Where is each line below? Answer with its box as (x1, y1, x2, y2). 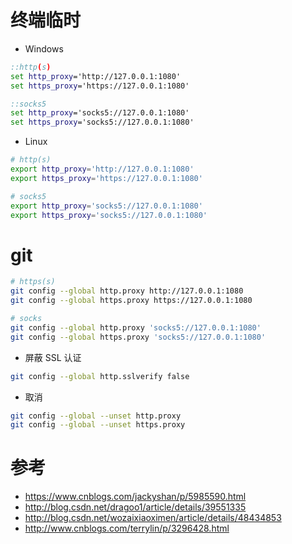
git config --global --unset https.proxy (10, 420, 186, 430)
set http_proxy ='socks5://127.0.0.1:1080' (10, 108, 190, 118)
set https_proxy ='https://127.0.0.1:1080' (10, 81, 190, 91)
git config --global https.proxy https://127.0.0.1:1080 (10, 296, 253, 306)
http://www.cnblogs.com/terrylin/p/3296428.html (24, 522, 230, 535)
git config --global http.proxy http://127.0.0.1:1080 (10, 286, 244, 296)
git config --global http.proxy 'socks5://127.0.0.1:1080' (10, 322, 262, 333)
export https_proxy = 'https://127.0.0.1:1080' (10, 173, 203, 183)
